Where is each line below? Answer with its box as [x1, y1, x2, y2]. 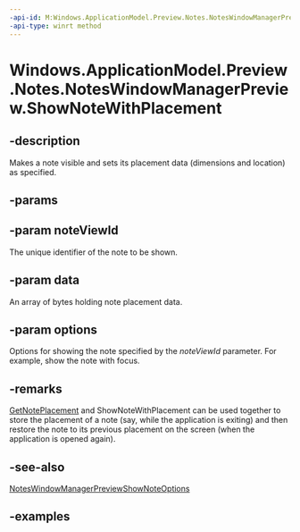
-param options [9, 322, 98, 337]
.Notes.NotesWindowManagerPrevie [9, 79, 289, 99]
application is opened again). [9, 434, 116, 444]
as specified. [9, 166, 57, 177]
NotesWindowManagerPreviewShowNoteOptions [9, 483, 190, 494]
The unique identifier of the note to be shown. [9, 247, 179, 258]
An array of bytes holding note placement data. [9, 296, 183, 307]
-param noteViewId [9, 223, 119, 238]
